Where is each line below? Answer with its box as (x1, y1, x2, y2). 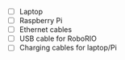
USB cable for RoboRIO (19, 34, 98, 43)
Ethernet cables (19, 25, 73, 34)
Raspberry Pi (19, 16, 63, 26)
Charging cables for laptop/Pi (19, 43, 118, 53)
